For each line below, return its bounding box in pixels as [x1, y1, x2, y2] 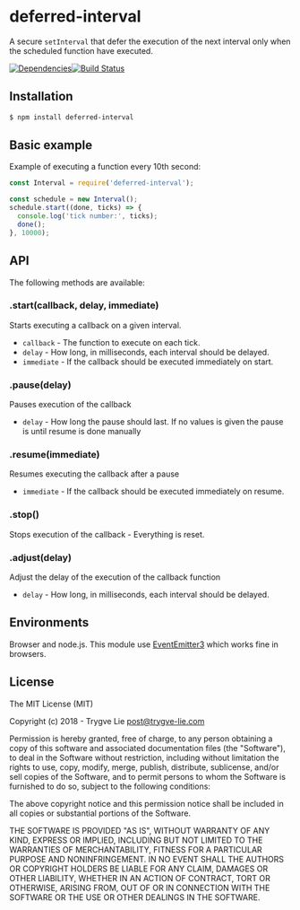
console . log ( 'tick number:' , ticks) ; [17, 212, 159, 221]
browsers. [9, 648, 47, 659]
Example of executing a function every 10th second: [9, 162, 201, 172]
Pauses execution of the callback [9, 399, 132, 410]
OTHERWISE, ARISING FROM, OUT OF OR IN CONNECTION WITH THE [9, 882, 270, 893]
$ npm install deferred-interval [9, 112, 134, 122]
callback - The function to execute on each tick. [21, 337, 201, 347]
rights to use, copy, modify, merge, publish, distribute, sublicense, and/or [9, 761, 279, 773]
